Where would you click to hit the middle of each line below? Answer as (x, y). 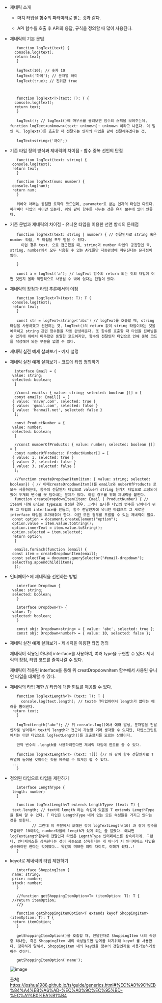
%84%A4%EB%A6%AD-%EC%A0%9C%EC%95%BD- (66, 990)
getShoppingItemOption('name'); (50, 960)
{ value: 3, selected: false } (44, 466)
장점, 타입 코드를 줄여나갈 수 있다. (51, 660)
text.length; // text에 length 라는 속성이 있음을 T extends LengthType (83, 810)
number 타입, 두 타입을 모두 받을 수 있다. (48, 240)
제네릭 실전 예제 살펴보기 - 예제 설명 (44, 351)
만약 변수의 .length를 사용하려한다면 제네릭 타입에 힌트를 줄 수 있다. (79, 745)
